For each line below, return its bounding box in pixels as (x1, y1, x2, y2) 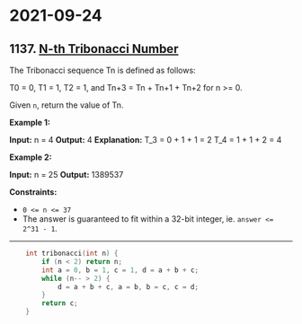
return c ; (41, 299, 78, 308)
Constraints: (9, 187, 58, 197)
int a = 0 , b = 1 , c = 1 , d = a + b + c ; (41, 266, 200, 275)
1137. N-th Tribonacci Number (9, 41, 179, 57)
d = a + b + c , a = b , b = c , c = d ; (57, 282, 200, 292)
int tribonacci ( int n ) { (25, 249, 119, 258)
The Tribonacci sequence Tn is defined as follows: (9, 65, 196, 75)
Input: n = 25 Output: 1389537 (9, 170, 124, 180)
